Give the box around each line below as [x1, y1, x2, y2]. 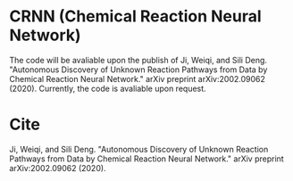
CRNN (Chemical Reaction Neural [9, 6, 262, 27]
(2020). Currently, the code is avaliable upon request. [9, 83, 207, 94]
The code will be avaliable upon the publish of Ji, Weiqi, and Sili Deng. [9, 54, 268, 65]
